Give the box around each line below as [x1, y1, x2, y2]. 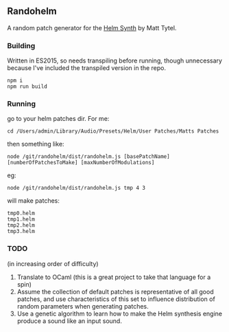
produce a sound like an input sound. [16, 316, 122, 325]
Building [7, 41, 36, 50]
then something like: [7, 140, 64, 148]
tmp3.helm [7, 228, 36, 235]
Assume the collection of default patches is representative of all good [16, 287, 214, 296]
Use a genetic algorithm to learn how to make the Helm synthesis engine [16, 309, 223, 318]
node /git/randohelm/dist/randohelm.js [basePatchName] [7, 153, 170, 160]
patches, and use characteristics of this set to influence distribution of [16, 295, 216, 303]
